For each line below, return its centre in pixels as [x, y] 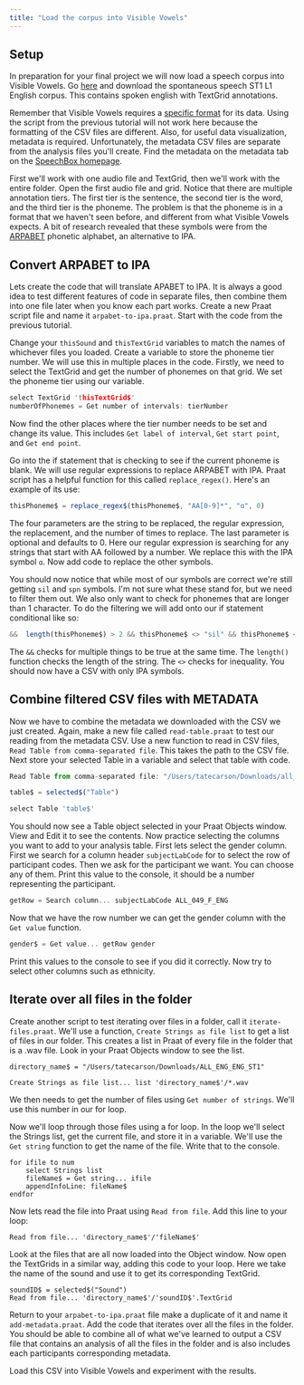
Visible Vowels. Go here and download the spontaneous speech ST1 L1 [141, 86]
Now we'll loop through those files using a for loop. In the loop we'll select [147, 1126]
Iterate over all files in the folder [101, 1000]
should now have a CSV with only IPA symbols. [97, 670]
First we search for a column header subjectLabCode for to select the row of [150, 855]
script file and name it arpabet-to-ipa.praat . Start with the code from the [146, 316]
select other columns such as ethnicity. [82, 971]
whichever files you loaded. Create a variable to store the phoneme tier [142, 352]
